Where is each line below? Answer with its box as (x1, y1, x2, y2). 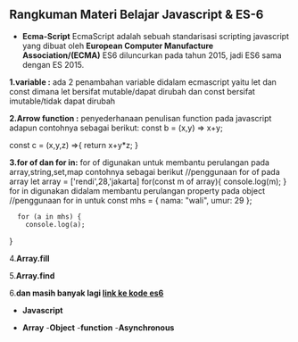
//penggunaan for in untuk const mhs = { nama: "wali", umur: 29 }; (9, 195, 252, 205)
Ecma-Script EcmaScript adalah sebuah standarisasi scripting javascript (21, 30, 290, 41)
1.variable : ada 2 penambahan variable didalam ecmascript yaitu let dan (9, 76, 277, 88)
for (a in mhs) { (17, 212, 82, 221)
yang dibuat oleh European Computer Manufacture (21, 40, 214, 51)
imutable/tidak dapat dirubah (9, 96, 116, 106)
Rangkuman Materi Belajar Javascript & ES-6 (9, 7, 264, 22)
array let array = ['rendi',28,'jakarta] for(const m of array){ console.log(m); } (9, 176, 287, 187)
